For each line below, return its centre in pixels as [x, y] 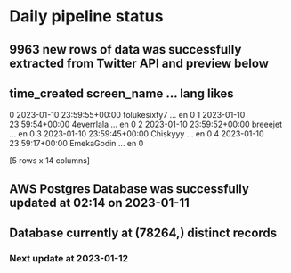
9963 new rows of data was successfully [125, 50]
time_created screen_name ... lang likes [121, 93]
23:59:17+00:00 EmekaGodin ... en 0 [77, 144]
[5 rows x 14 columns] [50, 161]
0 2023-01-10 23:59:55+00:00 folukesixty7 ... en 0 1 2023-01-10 [127, 115]
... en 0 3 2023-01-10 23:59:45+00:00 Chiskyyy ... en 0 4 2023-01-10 [137, 134]
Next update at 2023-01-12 [69, 259]
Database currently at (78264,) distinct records [143, 233]
